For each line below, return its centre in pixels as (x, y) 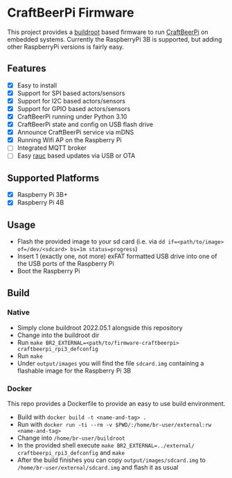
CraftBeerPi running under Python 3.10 (72, 117)
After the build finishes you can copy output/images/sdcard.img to (111, 460)
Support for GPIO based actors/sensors (74, 108)
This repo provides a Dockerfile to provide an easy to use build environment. (116, 404)
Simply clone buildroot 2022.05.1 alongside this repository (100, 327)
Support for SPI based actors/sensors (71, 93)
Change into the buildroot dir (58, 335)
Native (18, 312)
